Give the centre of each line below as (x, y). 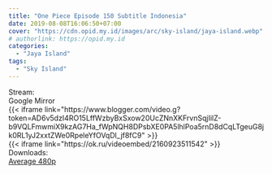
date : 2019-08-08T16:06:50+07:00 (65, 24)
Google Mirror (32, 100)
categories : (28, 46)
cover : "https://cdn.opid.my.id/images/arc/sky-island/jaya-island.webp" (136, 31)
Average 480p (32, 161)
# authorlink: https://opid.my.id (67, 39)
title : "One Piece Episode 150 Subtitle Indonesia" (97, 16)
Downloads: (28, 152)
